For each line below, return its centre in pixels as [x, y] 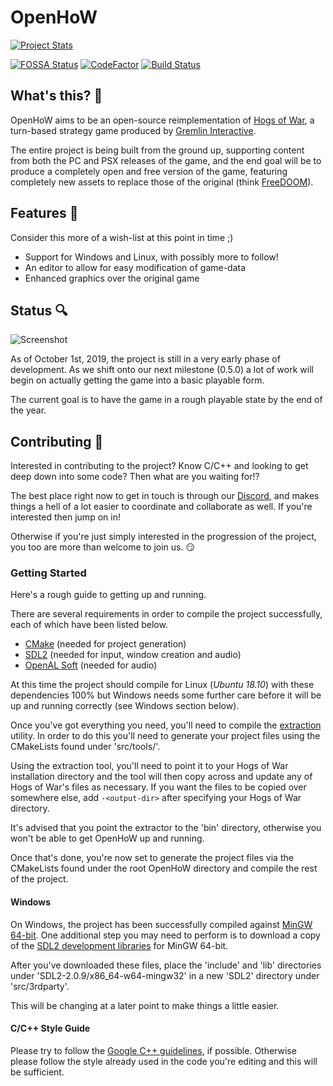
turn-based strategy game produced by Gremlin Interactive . [133, 130]
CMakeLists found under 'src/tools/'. [85, 747]
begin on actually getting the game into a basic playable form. [137, 380]
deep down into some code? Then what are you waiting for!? [135, 477]
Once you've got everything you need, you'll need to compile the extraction [166, 725]
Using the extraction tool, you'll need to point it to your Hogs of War [149, 766]
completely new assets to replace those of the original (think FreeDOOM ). [162, 182]
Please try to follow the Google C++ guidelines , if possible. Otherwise [153, 1050]
